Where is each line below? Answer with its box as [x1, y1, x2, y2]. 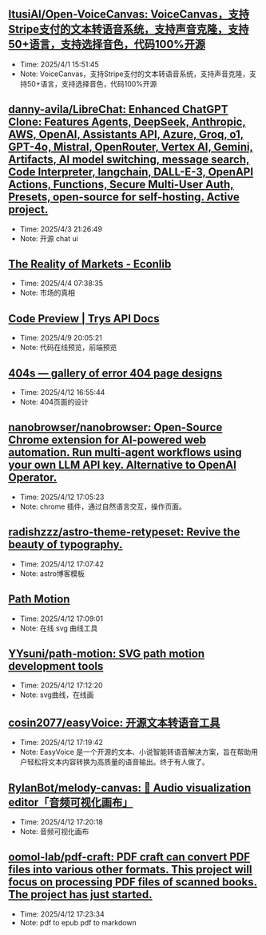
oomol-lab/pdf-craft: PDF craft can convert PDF [8, 850, 251, 864]
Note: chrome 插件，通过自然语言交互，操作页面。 [19, 502, 186, 511]
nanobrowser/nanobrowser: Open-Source [8, 421, 223, 434]
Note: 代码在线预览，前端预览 [19, 343, 117, 353]
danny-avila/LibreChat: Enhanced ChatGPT [8, 103, 228, 116]
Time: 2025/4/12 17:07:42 [19, 559, 104, 569]
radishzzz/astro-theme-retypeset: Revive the [8, 526, 240, 539]
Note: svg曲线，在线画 [19, 690, 94, 699]
